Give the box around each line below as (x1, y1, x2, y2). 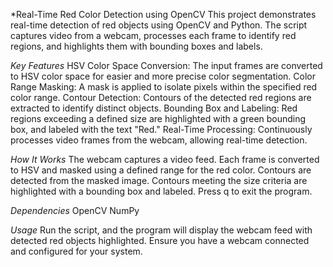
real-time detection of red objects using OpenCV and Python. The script (10, 19, 308, 31)
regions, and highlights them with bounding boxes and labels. (10, 40, 263, 52)
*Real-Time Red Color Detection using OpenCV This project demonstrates (10, 9, 317, 20)
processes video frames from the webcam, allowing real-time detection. (10, 134, 308, 146)
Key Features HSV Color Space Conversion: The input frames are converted (10, 60, 323, 71)
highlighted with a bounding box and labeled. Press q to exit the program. (10, 185, 313, 197)
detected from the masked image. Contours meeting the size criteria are (10, 175, 308, 186)
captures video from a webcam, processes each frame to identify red (10, 30, 297, 41)
